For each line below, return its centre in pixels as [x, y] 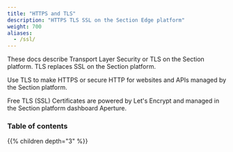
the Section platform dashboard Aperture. [67, 108]
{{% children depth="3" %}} [48, 141]
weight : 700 [24, 26]
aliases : [20, 33]
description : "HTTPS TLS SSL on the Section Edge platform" [96, 20]
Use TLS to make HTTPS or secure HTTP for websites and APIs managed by [117, 80]
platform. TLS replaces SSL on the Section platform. [82, 67]
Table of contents [38, 126]
